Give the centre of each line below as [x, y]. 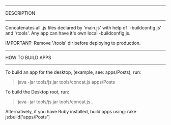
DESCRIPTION [20, 13]
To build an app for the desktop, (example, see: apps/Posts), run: [73, 72]
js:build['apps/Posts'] [27, 117]
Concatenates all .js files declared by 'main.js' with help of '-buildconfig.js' [83, 28]
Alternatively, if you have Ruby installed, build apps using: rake [71, 112]
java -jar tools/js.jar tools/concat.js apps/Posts [66, 82]
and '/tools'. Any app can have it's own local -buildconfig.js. [68, 33]
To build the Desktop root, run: [37, 92]
